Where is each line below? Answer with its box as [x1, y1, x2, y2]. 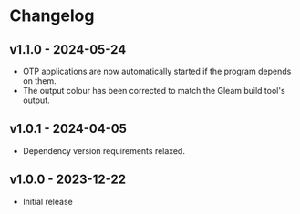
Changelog [9, 5, 95, 26]
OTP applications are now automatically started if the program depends [22, 66, 292, 76]
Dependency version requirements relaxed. [22, 145, 185, 156]
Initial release [22, 196, 73, 207]
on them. [22, 76, 57, 87]
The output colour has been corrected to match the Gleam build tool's [22, 86, 285, 96]
